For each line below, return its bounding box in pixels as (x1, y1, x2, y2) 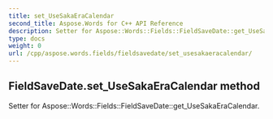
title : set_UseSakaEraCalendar (8, 11, 115, 20)
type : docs (8, 34, 45, 43)
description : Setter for (8, 27, 93, 35)
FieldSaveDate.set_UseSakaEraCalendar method (8, 79, 260, 93)
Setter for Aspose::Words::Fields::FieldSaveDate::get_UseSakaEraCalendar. (8, 100, 260, 110)
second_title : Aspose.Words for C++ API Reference (8, 19, 184, 28)
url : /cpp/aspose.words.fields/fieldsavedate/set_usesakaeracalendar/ (8, 49, 253, 57)
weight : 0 (8, 42, 42, 50)
